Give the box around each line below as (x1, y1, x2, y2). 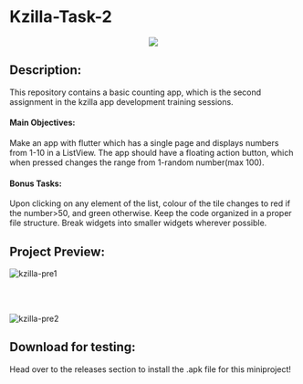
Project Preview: (9, 244, 105, 259)
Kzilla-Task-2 (9, 6, 112, 27)
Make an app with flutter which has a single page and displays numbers (9, 137, 279, 148)
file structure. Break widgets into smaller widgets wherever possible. (9, 217, 267, 229)
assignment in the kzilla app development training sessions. (9, 96, 235, 107)
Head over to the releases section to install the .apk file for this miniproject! (9, 363, 292, 375)
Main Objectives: (9, 117, 76, 129)
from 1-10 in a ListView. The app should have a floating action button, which (9, 147, 294, 158)
